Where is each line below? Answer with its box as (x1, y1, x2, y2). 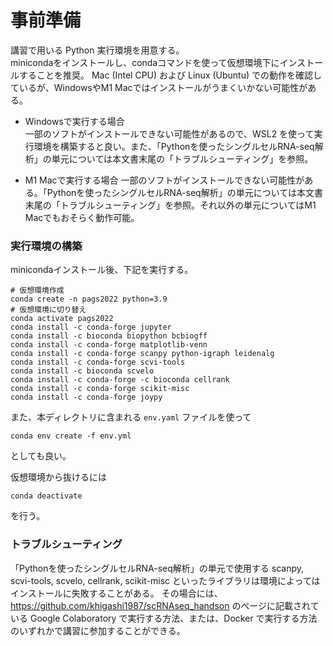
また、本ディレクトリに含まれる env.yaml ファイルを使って (10, 411, 252, 423)
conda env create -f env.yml (10, 431, 132, 441)
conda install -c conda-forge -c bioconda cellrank (10, 375, 230, 385)
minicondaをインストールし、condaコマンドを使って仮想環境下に (10, 56, 280, 68)
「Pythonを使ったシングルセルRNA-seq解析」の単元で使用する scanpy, (10, 562, 305, 574)
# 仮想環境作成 (10, 286, 65, 296)
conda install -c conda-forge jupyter (10, 322, 172, 333)
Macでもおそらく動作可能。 (24, 211, 140, 223)
